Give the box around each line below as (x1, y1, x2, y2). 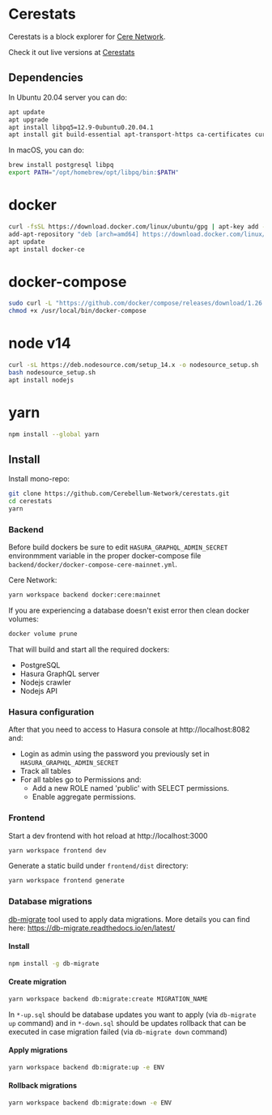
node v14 (8, 334, 71, 352)
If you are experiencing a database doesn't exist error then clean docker (8, 605, 249, 616)
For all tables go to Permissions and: (19, 775, 142, 784)
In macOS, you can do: (8, 145, 85, 155)
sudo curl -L (8, 299, 53, 308)
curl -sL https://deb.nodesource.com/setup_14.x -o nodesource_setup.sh (8, 361, 259, 370)
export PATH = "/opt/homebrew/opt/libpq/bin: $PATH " (8, 169, 180, 177)
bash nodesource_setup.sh (8, 368, 96, 377)
